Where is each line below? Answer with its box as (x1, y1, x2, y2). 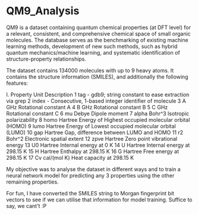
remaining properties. (6, 178, 59, 185)
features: (6, 79, 29, 87)
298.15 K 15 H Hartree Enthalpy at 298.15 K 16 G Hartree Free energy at (6, 147, 180, 155)
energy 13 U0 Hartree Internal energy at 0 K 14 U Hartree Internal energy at (6, 141, 190, 148)
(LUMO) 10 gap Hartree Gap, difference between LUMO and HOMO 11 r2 (6, 129, 183, 136)
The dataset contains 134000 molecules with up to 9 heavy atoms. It (6, 67, 174, 74)
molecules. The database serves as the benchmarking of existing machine (6, 36, 188, 43)
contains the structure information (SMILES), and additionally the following (6, 73, 188, 80)
